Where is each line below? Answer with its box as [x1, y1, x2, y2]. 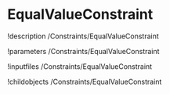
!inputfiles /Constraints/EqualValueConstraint [7, 61, 153, 71]
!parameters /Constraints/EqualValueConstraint [7, 46, 160, 56]
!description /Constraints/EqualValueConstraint [7, 31, 160, 41]
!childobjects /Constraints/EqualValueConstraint [7, 77, 162, 86]
